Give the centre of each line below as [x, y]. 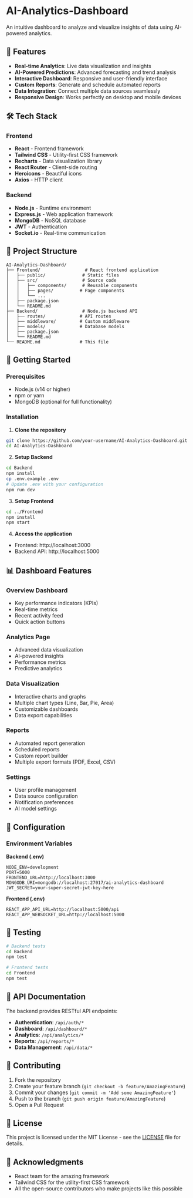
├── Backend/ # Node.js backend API [72, 311]
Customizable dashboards [46, 709]
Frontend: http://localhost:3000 [53, 545]
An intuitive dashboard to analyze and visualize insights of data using [90, 27]
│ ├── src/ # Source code [61, 280]
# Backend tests [26, 946]
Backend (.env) [25, 856]
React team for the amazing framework [62, 1176]
